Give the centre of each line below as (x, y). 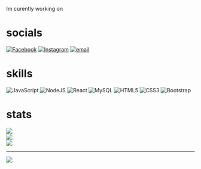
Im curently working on (35, 9)
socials (25, 33)
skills (19, 74)
